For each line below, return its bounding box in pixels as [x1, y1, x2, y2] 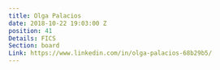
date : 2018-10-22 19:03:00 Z [8, 19, 107, 27]
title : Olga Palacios [8, 11, 82, 20]
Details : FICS [8, 34, 57, 43]
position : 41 [8, 27, 53, 35]
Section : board [8, 42, 60, 50]
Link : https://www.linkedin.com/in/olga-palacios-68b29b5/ [8, 49, 213, 57]
